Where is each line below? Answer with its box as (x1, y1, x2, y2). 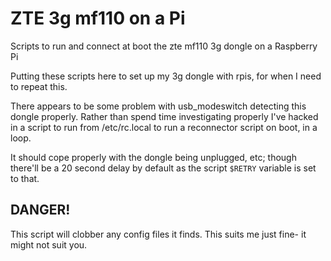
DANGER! (10, 202, 71, 219)
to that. (10, 172, 40, 184)
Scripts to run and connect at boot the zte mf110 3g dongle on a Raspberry (10, 40, 318, 52)
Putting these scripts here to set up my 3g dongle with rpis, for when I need (10, 70, 322, 82)
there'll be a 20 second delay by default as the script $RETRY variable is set (10, 162, 317, 174)
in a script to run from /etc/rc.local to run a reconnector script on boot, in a (10, 121, 318, 133)
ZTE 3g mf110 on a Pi (10, 7, 186, 30)
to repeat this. (10, 80, 68, 92)
